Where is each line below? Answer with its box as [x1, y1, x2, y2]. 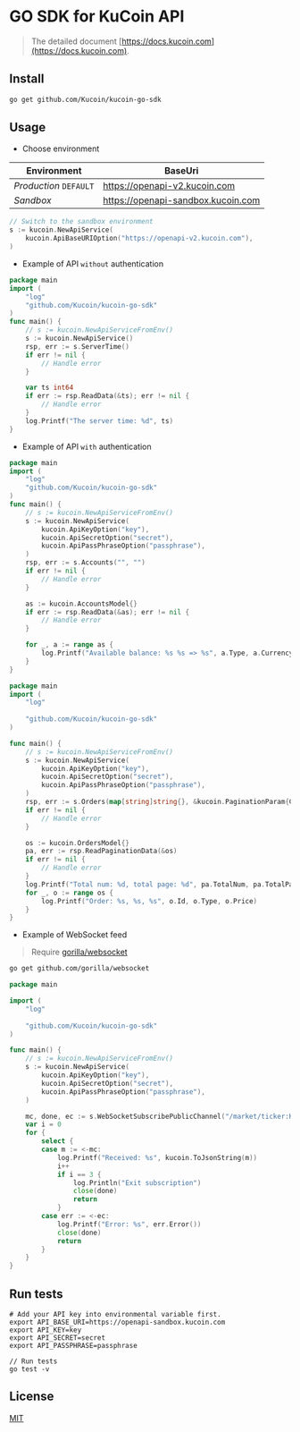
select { [41, 1137, 74, 1146]
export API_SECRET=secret [9, 1334, 105, 1343]
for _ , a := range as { [25, 640, 114, 649]
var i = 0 [25, 1120, 62, 1129]
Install [9, 72, 45, 87]
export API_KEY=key [9, 1326, 82, 1335]
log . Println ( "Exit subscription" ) [72, 1178, 202, 1187]
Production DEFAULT [13, 180, 95, 192]
